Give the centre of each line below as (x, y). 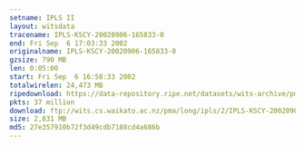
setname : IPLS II (42, 18)
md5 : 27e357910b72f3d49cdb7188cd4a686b (85, 128)
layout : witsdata (42, 26)
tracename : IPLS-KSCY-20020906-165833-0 (87, 34)
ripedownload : (36, 93)
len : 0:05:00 (34, 69)
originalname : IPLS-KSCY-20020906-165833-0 (93, 52)
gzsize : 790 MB (38, 60)
